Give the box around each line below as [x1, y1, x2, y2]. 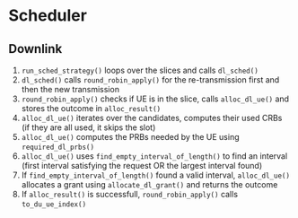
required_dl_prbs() [21, 143, 95, 152]
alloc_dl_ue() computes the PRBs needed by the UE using [21, 132, 240, 142]
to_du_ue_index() [21, 200, 87, 209]
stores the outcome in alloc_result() [21, 103, 162, 113]
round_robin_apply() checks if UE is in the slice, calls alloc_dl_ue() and [21, 93, 289, 104]
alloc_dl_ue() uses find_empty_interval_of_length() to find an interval [21, 151, 288, 161]
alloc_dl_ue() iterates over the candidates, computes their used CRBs [21, 113, 283, 123]
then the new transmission [21, 84, 120, 94]
